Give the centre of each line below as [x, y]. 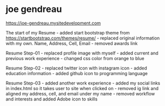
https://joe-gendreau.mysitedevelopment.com [53, 23]
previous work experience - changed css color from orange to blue [75, 58]
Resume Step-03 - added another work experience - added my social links [83, 83]
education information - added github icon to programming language [77, 73]
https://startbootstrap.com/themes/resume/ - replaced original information [83, 38]
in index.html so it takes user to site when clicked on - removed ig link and [82, 88]
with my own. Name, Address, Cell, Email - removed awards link [72, 43]
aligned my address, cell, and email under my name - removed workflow [80, 93]
